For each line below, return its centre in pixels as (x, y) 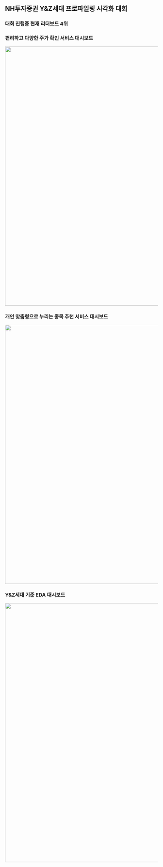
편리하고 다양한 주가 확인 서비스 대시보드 (49, 38)
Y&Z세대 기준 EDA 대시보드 (35, 595)
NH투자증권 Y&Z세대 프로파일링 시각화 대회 (66, 9)
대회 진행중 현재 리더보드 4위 (37, 24)
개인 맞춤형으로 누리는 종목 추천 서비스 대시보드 (57, 316)
